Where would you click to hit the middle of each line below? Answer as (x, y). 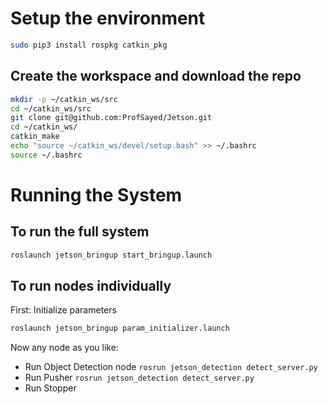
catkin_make (35, 137)
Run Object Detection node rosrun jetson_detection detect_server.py (171, 367)
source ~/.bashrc (46, 155)
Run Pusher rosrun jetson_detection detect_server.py (139, 378)
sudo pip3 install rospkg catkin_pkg (89, 45)
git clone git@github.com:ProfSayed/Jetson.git (111, 118)
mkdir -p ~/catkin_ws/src (64, 99)
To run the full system (80, 232)
